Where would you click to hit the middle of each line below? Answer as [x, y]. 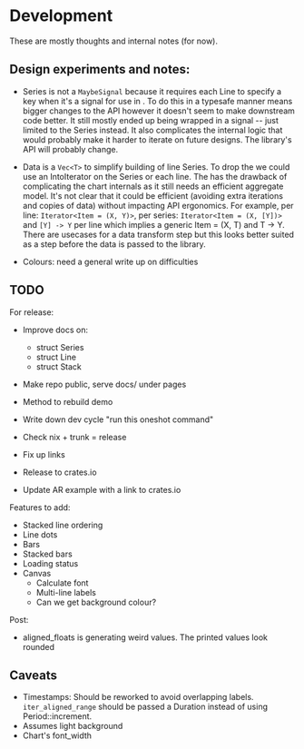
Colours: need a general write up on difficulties [110, 261]
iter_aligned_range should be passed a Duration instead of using [145, 707]
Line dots [40, 534]
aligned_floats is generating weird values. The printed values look [145, 637]
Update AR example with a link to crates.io [102, 489]
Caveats [33, 675]
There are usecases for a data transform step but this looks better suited [158, 234]
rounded [39, 646]
